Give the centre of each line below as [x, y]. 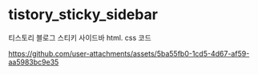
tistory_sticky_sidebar [83, 15]
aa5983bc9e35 [34, 62]
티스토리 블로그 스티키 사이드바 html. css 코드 [80, 37]
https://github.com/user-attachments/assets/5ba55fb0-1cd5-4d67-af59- [129, 53]
